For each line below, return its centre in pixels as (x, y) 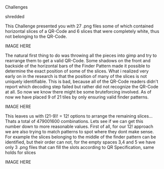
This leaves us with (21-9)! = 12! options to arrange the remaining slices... (79, 116)
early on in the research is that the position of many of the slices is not (76, 76)
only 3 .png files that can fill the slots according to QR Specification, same (80, 147)
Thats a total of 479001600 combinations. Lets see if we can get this (74, 121)
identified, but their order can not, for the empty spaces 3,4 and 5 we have (80, 142)
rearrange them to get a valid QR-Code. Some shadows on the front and (78, 60)
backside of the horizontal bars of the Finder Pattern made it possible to (78, 66)
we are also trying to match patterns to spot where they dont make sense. (80, 132)
